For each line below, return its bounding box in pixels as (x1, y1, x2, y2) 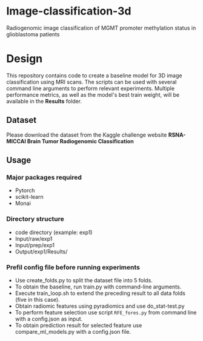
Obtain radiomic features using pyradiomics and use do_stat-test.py (15, 302, 185, 310)
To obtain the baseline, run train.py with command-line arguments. (15, 283, 182, 290)
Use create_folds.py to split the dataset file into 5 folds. (15, 276, 153, 284)
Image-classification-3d (6, 4, 131, 18)
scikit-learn (15, 193, 44, 201)
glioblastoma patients (6, 30, 60, 37)
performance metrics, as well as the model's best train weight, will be (6, 91, 180, 98)
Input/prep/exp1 (15, 241, 55, 248)
